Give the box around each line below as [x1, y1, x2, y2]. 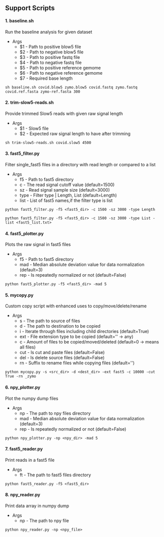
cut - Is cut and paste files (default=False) [19, 349, 105, 355]
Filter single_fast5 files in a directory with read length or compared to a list [5, 162, 156, 167]
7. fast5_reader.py [5, 446, 43, 452]
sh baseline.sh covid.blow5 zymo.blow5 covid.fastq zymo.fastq [5, 85, 138, 90]
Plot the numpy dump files [5, 395, 59, 401]
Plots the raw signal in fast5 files [5, 242, 71, 247]
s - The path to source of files [19, 318, 80, 324]
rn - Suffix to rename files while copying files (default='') [19, 360, 135, 366]
